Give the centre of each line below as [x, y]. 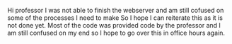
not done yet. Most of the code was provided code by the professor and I [114, 25]
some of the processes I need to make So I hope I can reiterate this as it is [115, 18]
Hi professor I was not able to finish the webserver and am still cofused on [116, 10]
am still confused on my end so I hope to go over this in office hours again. [116, 33]
